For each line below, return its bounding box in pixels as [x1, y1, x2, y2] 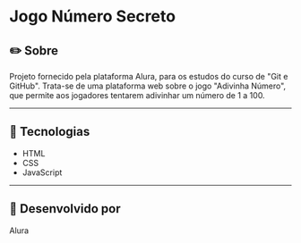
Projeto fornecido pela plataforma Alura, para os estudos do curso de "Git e [9, 71, 288, 81]
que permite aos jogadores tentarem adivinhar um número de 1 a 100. [9, 90, 266, 100]
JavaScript [21, 167, 63, 178]
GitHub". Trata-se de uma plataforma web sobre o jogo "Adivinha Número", [9, 80, 287, 91]
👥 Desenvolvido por [9, 201, 121, 216]
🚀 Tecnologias [9, 124, 90, 139]
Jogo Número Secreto [9, 6, 176, 27]
